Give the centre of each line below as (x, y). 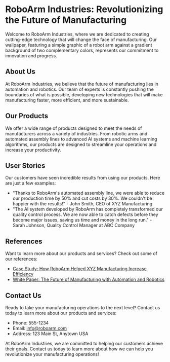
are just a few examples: (31, 183)
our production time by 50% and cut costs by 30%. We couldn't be (82, 198)
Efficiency (23, 274)
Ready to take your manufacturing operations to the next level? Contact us (83, 307)
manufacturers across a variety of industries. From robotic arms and (76, 133)
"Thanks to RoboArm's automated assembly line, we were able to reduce (89, 193)
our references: (22, 259)
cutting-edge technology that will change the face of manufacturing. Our (81, 40)
